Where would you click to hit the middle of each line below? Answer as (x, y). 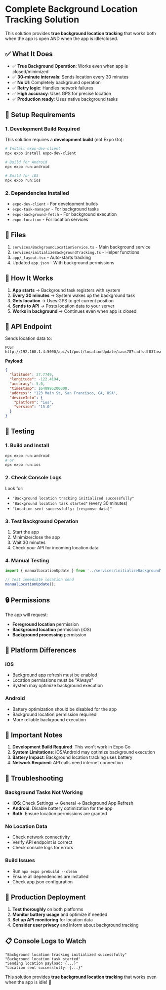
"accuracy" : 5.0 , (27, 384)
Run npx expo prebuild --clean (45, 871)
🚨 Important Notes (34, 735)
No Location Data (26, 826)
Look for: (14, 488)
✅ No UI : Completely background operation (57, 82)
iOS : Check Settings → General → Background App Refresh (73, 803)
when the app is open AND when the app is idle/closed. (62, 39)
